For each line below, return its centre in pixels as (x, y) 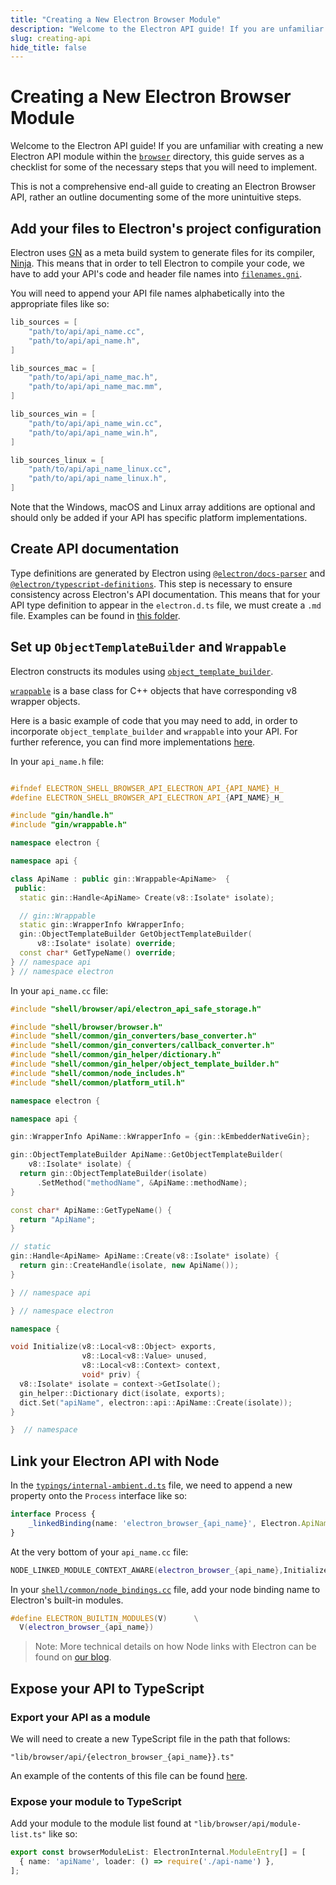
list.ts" (28, 1835)
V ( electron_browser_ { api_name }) (87, 1627)
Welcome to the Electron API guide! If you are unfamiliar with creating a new (167, 146)
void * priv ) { (111, 1375)
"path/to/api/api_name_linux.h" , (98, 479)
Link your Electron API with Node (115, 1461)
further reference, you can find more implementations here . (133, 742)
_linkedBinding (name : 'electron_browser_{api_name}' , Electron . (165, 1523)
